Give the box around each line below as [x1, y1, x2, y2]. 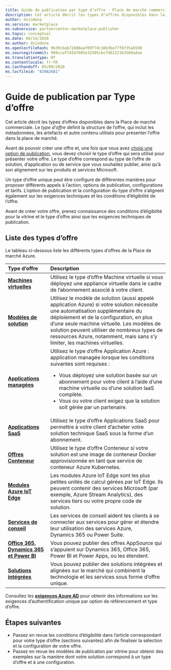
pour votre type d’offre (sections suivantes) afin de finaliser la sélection [12, 637, 163, 643]
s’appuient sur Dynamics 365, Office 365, [50, 545, 151, 553]
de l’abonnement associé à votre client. [50, 286, 144, 293]
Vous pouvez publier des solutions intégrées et [50, 560, 163, 567]
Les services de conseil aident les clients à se [50, 512, 159, 519]
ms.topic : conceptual [5, 31, 51, 36]
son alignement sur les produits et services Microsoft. [5, 166, 118, 172]
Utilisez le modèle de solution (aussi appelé [50, 294, 154, 302]
